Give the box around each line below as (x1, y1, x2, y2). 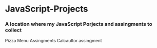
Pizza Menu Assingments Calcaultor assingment (5, 38, 102, 44)
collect (5, 27, 22, 33)
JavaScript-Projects (5, 3, 88, 15)
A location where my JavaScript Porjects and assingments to (5, 21, 153, 28)
